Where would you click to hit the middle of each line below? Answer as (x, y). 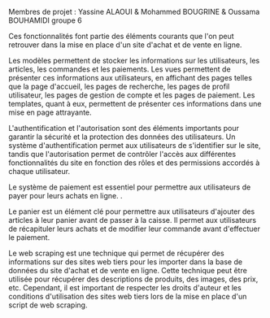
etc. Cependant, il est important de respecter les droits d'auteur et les (125, 288)
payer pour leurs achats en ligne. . (66, 196)
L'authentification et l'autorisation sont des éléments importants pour (124, 128)
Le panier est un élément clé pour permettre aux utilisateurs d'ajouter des (132, 211)
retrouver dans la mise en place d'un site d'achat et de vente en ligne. (125, 45)
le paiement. (29, 237)
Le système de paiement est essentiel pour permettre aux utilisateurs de (130, 187)
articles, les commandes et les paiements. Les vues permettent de (120, 69)
